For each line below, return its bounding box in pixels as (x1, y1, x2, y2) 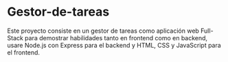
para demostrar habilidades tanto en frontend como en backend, (25, 33, 208, 42)
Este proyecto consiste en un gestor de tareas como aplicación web (7, 27, 199, 35)
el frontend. (7, 48, 40, 57)
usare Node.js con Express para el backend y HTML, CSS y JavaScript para (7, 41, 221, 49)
